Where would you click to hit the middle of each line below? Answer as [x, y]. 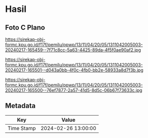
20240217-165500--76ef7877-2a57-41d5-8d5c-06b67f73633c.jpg [74, 90]
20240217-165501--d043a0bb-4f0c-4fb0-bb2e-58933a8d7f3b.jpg [74, 70]
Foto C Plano [25, 28]
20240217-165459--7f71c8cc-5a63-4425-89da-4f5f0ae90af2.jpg [73, 50]
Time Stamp [22, 128]
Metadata [20, 106]
